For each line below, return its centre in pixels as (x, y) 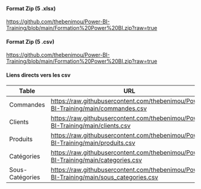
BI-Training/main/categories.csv (96, 160)
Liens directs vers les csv (38, 75)
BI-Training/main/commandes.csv (99, 108)
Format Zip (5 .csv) (31, 41)
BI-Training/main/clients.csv (91, 126)
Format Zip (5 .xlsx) (31, 8)
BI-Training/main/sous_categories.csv (104, 177)
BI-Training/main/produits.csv (93, 142)
